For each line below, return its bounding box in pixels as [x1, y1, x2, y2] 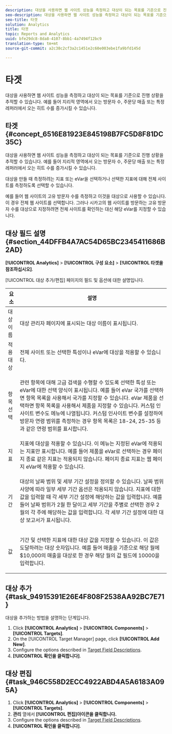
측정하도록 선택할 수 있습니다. [14, 182, 74, 188]
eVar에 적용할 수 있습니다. [26, 463, 85, 471]
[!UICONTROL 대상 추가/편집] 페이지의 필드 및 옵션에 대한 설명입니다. [5, 277, 144, 283]
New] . [12, 641, 26, 647]
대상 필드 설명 [5, 229, 46, 238]
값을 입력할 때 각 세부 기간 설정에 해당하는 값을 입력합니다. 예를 [19, 493, 163, 500]
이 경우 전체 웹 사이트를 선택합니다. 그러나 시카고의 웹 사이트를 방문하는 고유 [5, 200, 157, 206]
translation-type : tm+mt [5, 41, 58, 46]
